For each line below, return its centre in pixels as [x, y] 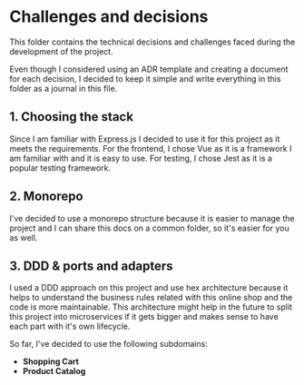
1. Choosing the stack [72, 117]
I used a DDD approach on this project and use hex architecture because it [149, 288]
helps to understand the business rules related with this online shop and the [151, 298]
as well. [24, 237]
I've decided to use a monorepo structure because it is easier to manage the [152, 218]
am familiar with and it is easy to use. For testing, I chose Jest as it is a [141, 158]
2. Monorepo [46, 197]
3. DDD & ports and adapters [92, 266]
